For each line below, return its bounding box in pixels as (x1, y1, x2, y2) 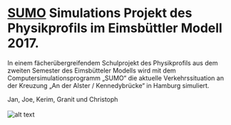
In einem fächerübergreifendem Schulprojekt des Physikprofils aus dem (7, 58, 218, 67)
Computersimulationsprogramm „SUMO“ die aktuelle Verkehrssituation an (7, 73, 225, 82)
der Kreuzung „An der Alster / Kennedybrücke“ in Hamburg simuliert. (7, 81, 210, 89)
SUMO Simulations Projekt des (7, 5, 192, 21)
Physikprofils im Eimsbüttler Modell (7, 20, 222, 36)
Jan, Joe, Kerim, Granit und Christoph (7, 94, 118, 104)
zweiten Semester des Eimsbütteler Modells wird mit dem (7, 66, 176, 75)
